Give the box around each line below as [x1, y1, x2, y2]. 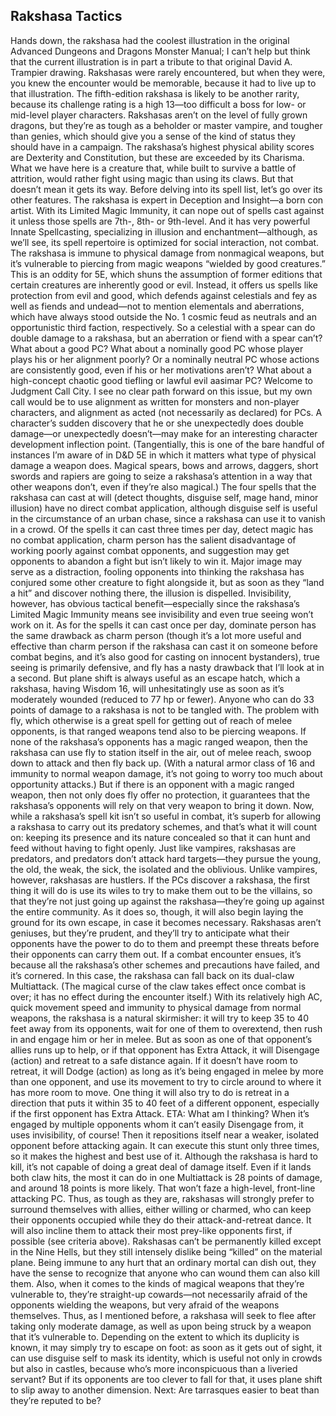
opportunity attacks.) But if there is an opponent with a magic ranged [10, 778, 295, 790]
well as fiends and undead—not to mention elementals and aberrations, [10, 300, 305, 312]
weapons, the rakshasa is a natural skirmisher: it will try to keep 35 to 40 [10, 1012, 309, 1024]
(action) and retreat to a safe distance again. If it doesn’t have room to [10, 1054, 298, 1066]
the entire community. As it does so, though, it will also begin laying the [10, 905, 304, 918]
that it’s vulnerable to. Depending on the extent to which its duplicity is [10, 1330, 300, 1343]
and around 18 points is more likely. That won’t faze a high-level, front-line [10, 1182, 316, 1194]
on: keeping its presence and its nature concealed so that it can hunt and [10, 831, 311, 843]
